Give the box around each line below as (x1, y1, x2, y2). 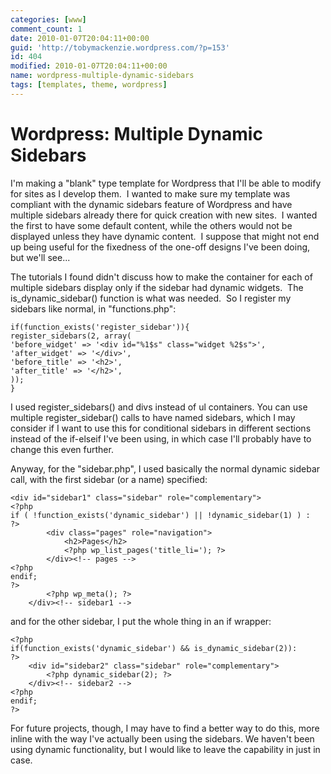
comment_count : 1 (10, 24, 83, 34)
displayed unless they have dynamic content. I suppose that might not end (10, 230, 320, 242)
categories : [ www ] (10, 14, 87, 25)
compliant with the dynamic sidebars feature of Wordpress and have (10, 198, 293, 210)
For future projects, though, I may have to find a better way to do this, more (10, 722, 320, 734)
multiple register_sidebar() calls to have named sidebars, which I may (10, 411, 296, 423)
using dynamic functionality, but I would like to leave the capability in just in (10, 743, 321, 755)
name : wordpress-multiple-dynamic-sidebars (10, 71, 195, 81)
